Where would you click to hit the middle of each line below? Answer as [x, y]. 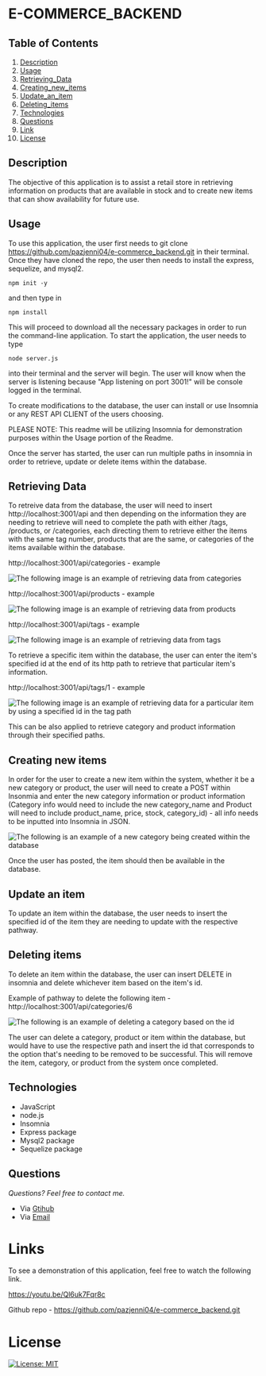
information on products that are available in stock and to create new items [131, 191]
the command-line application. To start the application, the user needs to [127, 335]
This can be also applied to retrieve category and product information [122, 727]
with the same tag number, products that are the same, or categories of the [131, 539]
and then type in [35, 298]
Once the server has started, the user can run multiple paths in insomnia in [130, 453]
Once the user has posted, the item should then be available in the [116, 861]
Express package [48, 1131]
